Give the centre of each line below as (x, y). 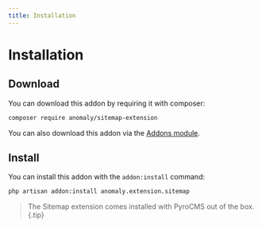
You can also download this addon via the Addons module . (104, 133)
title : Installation (42, 15)
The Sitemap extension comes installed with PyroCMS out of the (133, 206)
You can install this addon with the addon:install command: (106, 177)
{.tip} (36, 215)
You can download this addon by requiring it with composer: (107, 103)
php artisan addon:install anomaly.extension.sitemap (99, 191)
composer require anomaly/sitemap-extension (83, 117)
